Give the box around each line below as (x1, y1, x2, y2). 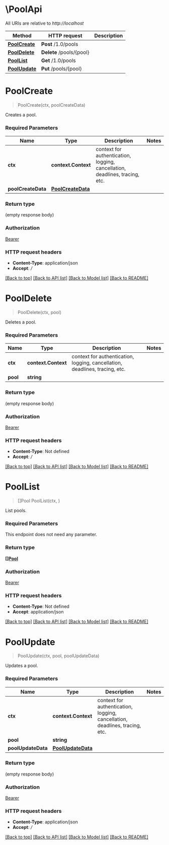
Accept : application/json (12, 609, 64, 615)
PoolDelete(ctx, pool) (17, 310, 62, 315)
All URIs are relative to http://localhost (5, 20, 84, 26)
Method (12, 32, 32, 39)
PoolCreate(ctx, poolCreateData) (17, 102, 86, 108)
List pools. (5, 507, 27, 514)
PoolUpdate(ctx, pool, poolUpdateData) (17, 653, 100, 659)
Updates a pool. (5, 663, 38, 669)
